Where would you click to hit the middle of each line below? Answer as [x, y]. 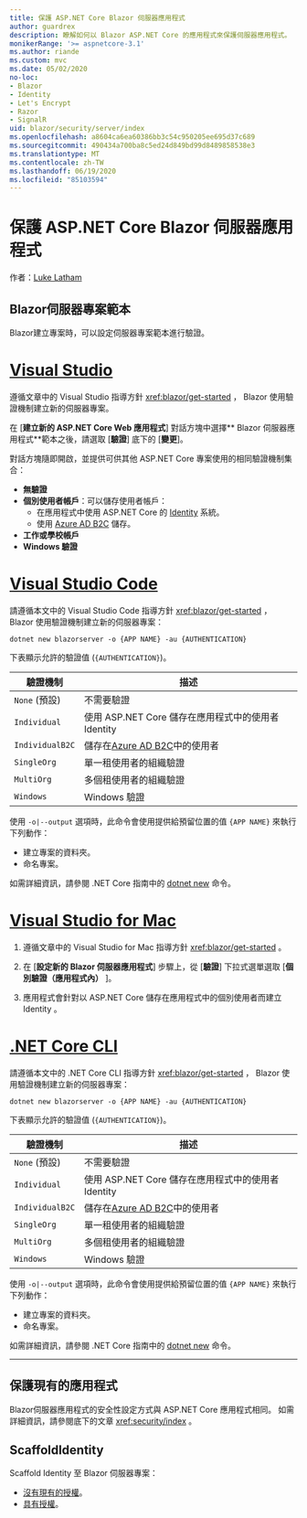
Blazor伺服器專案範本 [70, 309]
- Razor [24, 112]
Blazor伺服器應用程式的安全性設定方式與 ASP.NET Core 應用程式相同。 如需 [152, 1409]
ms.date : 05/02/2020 [49, 69]
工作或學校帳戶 [51, 535]
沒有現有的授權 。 [55, 1492]
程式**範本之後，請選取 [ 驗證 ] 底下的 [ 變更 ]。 [103, 439]
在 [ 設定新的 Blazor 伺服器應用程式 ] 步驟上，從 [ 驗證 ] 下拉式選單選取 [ [154, 967]
